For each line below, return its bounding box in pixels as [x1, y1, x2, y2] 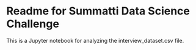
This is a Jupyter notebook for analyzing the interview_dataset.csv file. [6, 37, 184, 44]
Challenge [6, 17, 60, 31]
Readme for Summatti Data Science [6, 4, 191, 18]
